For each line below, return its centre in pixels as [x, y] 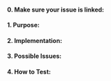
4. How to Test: [29, 71]
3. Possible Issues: [34, 56]
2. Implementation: [35, 40]
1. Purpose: [23, 25]
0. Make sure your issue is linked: [56, 10]
